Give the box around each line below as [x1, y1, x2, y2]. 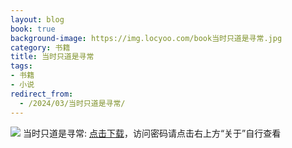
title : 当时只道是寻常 [10, 52, 95, 62]
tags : [10, 61, 33, 71]
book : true [10, 24, 56, 34]
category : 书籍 [10, 42, 71, 53]
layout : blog [10, 14, 65, 25]
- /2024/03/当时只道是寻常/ [19, 98, 126, 108]
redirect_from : [10, 89, 74, 99]
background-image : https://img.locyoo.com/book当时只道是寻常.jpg [10, 33, 283, 43]
